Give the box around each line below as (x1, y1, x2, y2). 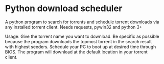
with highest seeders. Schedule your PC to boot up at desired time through (5, 44, 156, 49)
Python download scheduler (5, 3, 122, 14)
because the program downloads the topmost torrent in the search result (5, 38, 152, 44)
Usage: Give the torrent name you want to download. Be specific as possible (5, 33, 160, 39)
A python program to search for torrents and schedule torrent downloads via (5, 19, 160, 25)
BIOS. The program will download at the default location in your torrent (5, 49, 148, 55)
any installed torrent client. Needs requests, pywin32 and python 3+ (5, 24, 142, 30)
